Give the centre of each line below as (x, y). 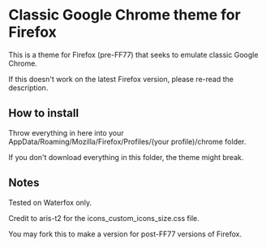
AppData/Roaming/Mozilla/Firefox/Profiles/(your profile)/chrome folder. (127, 141)
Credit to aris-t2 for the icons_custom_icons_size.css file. (104, 218)
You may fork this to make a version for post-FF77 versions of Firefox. (125, 234)
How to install (44, 113)
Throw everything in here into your (66, 132)
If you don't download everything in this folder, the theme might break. (126, 157)
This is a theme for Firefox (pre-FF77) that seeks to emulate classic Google (133, 54)
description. (28, 88)
